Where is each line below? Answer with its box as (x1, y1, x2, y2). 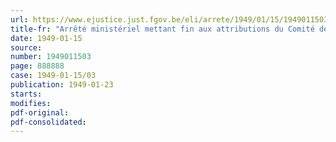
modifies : (10, 98, 52, 108)
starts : (10, 89, 43, 99)
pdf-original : (10, 107, 70, 118)
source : (10, 42, 43, 53)
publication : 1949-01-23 (10, 80, 114, 90)
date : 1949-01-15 (10, 33, 83, 43)
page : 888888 (10, 61, 65, 71)
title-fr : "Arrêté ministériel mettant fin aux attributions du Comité (10, 24, 315, 34)
